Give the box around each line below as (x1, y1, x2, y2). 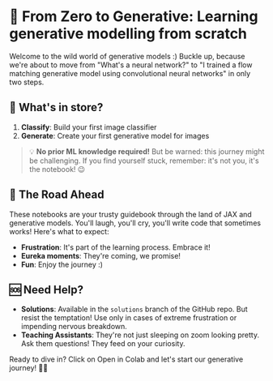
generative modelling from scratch (9, 24, 248, 43)
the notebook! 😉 (28, 164, 86, 173)
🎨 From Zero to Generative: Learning (9, 7, 258, 26)
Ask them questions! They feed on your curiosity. (20, 339, 186, 349)
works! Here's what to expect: (9, 226, 109, 236)
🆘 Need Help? (9, 283, 84, 297)
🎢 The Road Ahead (9, 188, 105, 202)
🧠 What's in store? (9, 101, 104, 114)
